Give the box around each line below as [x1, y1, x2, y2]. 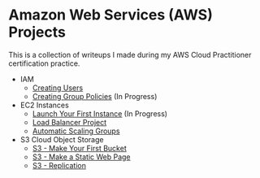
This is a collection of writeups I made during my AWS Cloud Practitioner [8, 50, 252, 59]
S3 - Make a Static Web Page [32, 152, 132, 162]
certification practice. [8, 59, 80, 68]
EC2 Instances [19, 100, 69, 110]
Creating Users [32, 83, 84, 93]
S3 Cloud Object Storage [19, 134, 104, 144]
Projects [8, 23, 67, 41]
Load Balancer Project [32, 117, 107, 127]
